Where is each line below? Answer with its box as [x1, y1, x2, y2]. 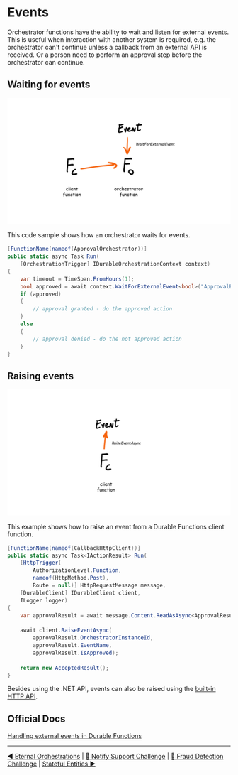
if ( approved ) [20, 291, 62, 298]
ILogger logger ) [20, 597, 69, 604]
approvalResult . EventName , [33, 642, 113, 649]
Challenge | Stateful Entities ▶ [7, 759, 96, 768]
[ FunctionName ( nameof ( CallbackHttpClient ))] [7, 544, 141, 551]
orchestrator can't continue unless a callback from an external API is [7, 43, 208, 51]
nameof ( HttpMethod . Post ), [33, 575, 110, 582]
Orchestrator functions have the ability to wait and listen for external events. [7, 28, 229, 36]
